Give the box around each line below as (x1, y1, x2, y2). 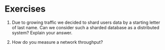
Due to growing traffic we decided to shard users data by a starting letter (11, 19, 161, 25)
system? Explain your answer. (11, 30, 73, 35)
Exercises (4, 3, 46, 15)
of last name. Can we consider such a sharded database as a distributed (11, 24, 160, 30)
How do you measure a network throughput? (11, 39, 103, 45)
